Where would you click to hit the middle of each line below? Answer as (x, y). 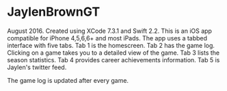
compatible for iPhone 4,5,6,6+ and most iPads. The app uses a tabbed (107, 38)
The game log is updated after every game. (68, 80)
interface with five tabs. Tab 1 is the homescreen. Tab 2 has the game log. (111, 45)
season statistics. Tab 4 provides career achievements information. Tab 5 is (113, 60)
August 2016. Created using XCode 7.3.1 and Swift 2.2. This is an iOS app (109, 31)
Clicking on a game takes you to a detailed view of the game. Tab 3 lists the (113, 53)
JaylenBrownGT (54, 12)
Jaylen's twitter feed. (37, 67)
